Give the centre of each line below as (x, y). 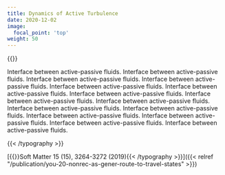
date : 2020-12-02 (32, 20)
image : (17, 26)
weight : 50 (23, 39)
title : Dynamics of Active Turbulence (63, 13)
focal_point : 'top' (41, 33)
